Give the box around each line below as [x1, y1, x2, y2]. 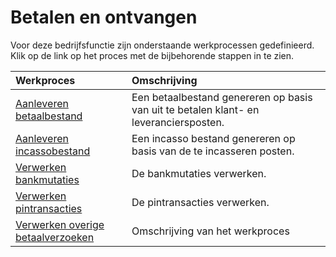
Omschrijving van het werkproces [131, 224, 290, 238]
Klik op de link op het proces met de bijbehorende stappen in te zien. [10, 49, 295, 61]
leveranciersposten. [131, 115, 225, 129]
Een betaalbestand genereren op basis [131, 90, 313, 104]
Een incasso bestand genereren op [131, 131, 296, 145]
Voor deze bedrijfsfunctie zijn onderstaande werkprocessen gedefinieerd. [10, 39, 315, 51]
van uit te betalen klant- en [131, 102, 260, 116]
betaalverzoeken [15, 230, 95, 244]
